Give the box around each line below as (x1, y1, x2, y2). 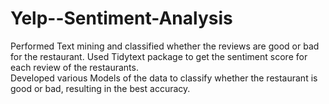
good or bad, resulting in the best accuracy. (10, 82, 191, 94)
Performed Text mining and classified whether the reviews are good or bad (10, 40, 320, 52)
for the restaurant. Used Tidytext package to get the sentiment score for (10, 50, 308, 62)
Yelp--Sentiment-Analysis (10, 7, 233, 30)
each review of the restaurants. (10, 61, 139, 73)
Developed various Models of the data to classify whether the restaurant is (10, 72, 318, 84)
